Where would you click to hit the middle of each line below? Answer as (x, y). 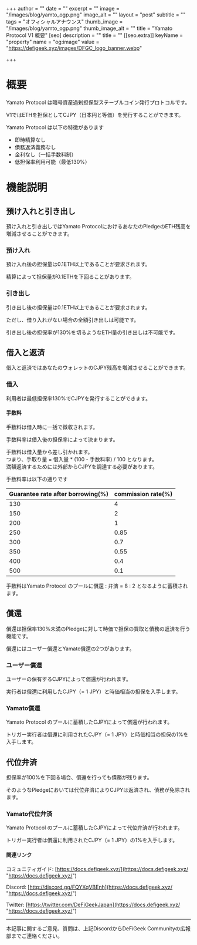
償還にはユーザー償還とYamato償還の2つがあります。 (70, 649)
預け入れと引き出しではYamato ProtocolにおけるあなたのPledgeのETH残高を (98, 226)
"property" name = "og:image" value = (53, 42)
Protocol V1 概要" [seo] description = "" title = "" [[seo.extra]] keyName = (95, 35)
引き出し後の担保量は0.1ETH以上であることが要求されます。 (78, 307)
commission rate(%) (143, 494)
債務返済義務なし (35, 147)
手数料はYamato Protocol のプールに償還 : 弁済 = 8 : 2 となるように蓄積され (97, 586)
